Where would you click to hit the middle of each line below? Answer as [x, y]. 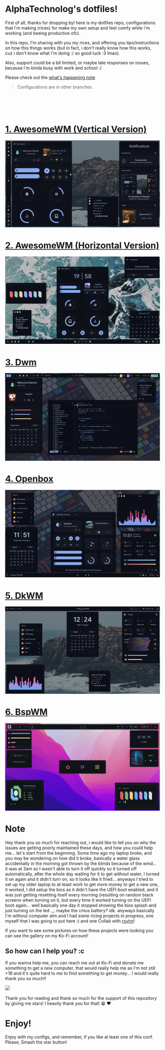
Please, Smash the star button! [36, 1042]
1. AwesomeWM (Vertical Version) [76, 129]
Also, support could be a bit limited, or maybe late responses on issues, [77, 62]
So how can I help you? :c [45, 951]
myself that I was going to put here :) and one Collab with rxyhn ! [70, 921]
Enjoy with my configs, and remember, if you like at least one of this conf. [79, 1037]
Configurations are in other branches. [55, 87]
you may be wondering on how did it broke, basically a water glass [72, 858]
